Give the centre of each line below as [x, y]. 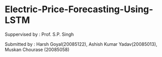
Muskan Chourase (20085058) [37, 49]
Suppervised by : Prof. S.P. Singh [39, 34]
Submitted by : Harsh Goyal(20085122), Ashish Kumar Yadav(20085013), [81, 44]
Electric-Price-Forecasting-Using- [79, 9]
